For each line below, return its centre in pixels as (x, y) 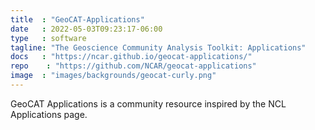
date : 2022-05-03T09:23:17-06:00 (86, 29)
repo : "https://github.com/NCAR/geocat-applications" (133, 66)
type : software (48, 38)
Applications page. (49, 114)
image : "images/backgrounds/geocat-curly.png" (113, 76)
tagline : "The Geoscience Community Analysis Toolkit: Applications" (158, 47)
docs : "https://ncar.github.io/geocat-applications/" (131, 57)
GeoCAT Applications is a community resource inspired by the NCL (148, 103)
